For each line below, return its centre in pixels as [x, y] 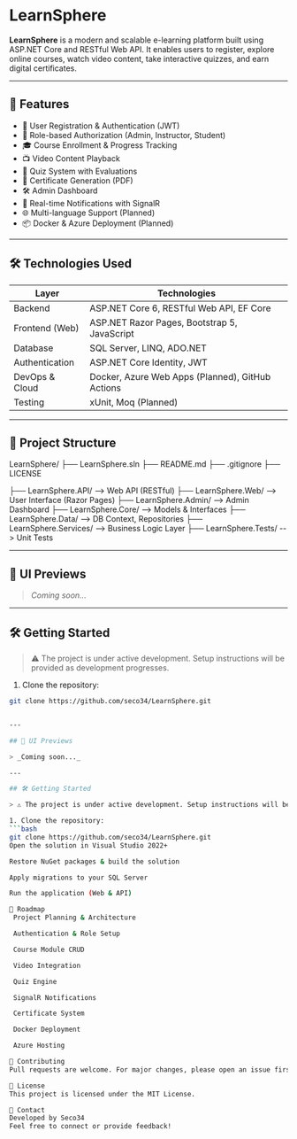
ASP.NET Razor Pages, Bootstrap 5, [164, 322]
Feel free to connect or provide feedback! [91, 1127]
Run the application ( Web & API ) [71, 894]
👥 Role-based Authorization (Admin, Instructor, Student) [124, 135]
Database [34, 348]
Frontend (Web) [46, 328]
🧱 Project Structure [63, 442]
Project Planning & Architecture [75, 918]
